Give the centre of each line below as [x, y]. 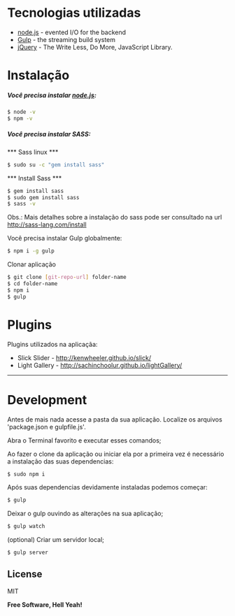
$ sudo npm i [26, 474]
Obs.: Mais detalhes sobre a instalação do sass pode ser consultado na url [115, 217]
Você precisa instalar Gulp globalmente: [65, 238]
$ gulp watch [26, 527]
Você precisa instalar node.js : [52, 95]
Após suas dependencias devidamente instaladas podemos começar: [107, 487]
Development [47, 400]
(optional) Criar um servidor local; [56, 540]
